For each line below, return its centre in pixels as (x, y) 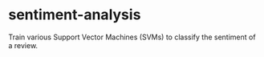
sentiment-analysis (75, 15)
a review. (23, 45)
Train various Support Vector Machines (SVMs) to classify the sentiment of (132, 37)
